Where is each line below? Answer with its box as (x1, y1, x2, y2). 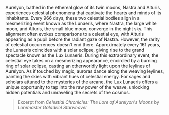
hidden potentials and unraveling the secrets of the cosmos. (5, 90, 130, 95)
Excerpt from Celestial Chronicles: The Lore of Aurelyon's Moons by (17, 99, 160, 105)
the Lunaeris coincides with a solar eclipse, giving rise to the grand (5, 47, 145, 53)
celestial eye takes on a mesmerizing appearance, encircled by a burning (5, 58, 157, 63)
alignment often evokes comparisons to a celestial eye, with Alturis (5, 31, 144, 37)
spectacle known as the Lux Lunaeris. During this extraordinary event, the (5, 52, 159, 58)
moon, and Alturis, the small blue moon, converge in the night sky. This (5, 26, 153, 32)
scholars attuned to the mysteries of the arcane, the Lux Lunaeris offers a (5, 79, 158, 85)
